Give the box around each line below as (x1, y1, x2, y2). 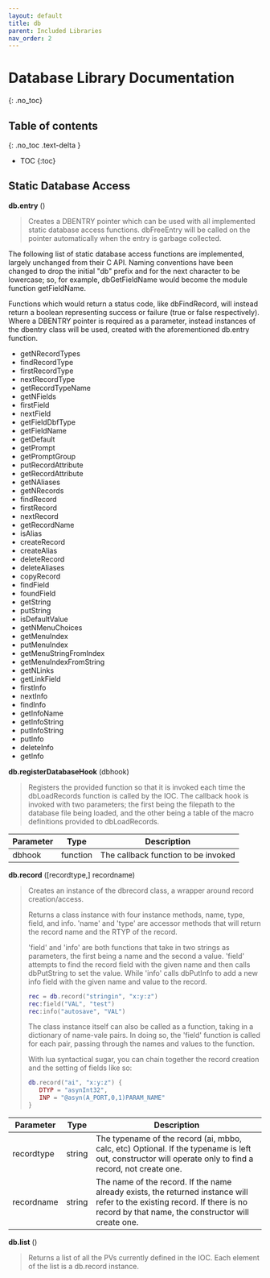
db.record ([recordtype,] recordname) (8, 869, 135, 879)
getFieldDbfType (19, 417, 76, 427)
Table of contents (8, 118, 98, 133)
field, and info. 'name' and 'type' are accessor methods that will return (27, 918, 261, 927)
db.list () (8, 1237, 38, 1247)
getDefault (19, 434, 55, 444)
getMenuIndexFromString (19, 657, 105, 666)
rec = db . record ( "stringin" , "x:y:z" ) (27, 992, 158, 1000)
